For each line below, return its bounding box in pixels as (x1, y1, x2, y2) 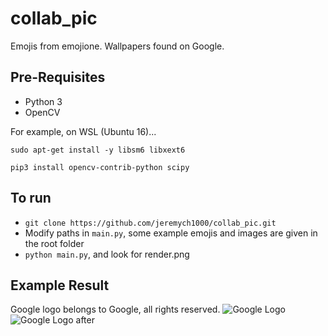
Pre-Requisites (10, 69, 106, 86)
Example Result (10, 277, 110, 294)
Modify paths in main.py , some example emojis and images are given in (24, 227, 318, 239)
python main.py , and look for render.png (24, 248, 190, 260)
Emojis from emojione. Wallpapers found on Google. (10, 40, 225, 52)
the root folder (24, 237, 85, 249)
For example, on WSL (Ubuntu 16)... (10, 125, 157, 137)
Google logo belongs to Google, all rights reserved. (10, 303, 221, 316)
